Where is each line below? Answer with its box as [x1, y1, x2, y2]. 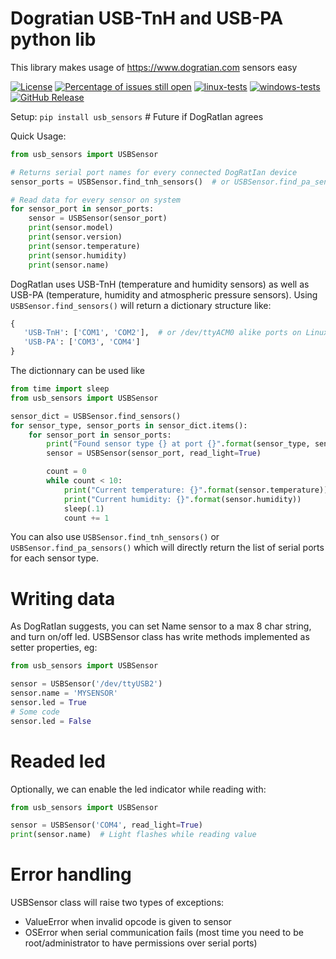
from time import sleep [10, 384, 110, 394]
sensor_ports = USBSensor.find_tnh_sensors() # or [10, 177, 230, 187]
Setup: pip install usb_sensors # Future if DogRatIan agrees [10, 110, 264, 122]
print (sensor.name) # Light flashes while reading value [10, 830, 257, 840]
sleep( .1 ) [63, 503, 105, 514]
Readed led [10, 750, 106, 772]
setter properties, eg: [10, 642, 98, 654]
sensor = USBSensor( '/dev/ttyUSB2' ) [10, 679, 163, 689]
